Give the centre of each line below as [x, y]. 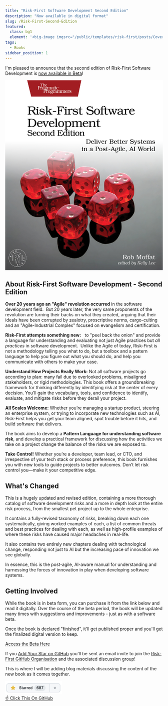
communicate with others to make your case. [52, 362]
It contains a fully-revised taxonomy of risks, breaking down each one [77, 518]
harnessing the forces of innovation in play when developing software [77, 570]
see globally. [18, 555]
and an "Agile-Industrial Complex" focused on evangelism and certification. [83, 325]
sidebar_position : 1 [27, 53]
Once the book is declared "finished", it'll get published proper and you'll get [84, 629]
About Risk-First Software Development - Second [84, 284]
